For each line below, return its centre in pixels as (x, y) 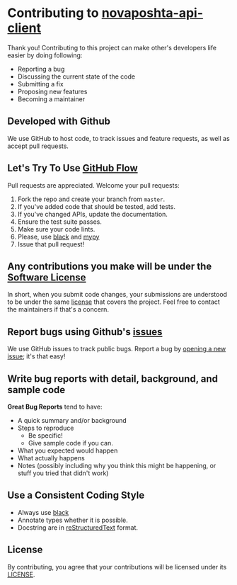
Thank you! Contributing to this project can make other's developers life (112, 47)
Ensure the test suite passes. (60, 222)
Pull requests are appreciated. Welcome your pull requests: (93, 185)
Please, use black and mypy (58, 237)
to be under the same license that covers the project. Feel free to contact (114, 302)
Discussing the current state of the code (76, 76)
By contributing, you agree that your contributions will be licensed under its (117, 567)
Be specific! (45, 436)
